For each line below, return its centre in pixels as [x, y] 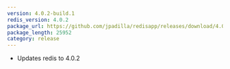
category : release [33, 39]
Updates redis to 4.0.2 [48, 58]
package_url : [26, 26]
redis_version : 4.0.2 [38, 20]
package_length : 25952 [39, 32]
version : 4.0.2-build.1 [41, 13]
